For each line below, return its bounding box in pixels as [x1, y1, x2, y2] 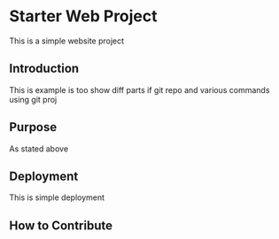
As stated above [9, 143, 69, 154]
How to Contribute [9, 218, 113, 233]
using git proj [9, 94, 58, 104]
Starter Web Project [9, 6, 158, 27]
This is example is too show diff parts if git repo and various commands [9, 84, 270, 95]
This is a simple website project [9, 35, 125, 46]
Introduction [9, 61, 80, 76]
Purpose [9, 119, 58, 135]
